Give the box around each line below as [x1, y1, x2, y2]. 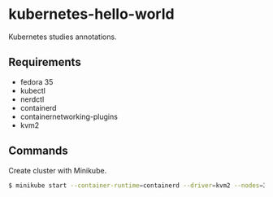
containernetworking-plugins [19, 112, 118, 121]
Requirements [8, 55, 81, 69]
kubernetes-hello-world [8, 5, 175, 24]
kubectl [19, 85, 46, 95]
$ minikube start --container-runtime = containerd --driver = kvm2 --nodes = [8, 181, 264, 190]
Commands [8, 144, 69, 158]
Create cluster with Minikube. [8, 165, 107, 175]
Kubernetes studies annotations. [8, 32, 117, 42]
